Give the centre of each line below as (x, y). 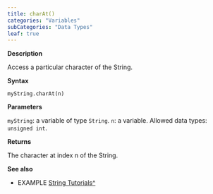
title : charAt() (31, 14)
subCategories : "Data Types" (50, 27)
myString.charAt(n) (36, 94)
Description (25, 54)
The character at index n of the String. (63, 155)
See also (20, 169)
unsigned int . (27, 128)
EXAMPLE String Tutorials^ (56, 183)
